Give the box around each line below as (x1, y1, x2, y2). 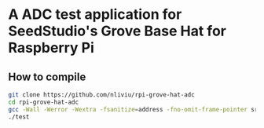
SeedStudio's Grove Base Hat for (8, 22, 226, 40)
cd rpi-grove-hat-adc (8, 98, 79, 106)
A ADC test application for (8, 5, 182, 24)
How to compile (8, 70, 86, 83)
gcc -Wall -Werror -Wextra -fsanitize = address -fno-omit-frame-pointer (8, 105, 247, 113)
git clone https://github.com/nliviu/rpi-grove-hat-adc (8, 91, 195, 99)
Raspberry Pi (8, 39, 94, 57)
